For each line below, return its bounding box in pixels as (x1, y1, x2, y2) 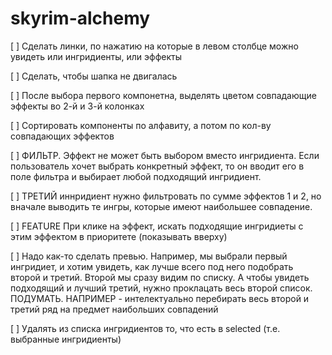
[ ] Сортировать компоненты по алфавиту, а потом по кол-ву (10, 119, 272, 131)
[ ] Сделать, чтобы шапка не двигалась (10, 70, 178, 82)
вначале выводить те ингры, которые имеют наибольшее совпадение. (10, 200, 313, 212)
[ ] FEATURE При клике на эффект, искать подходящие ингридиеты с (10, 220, 304, 232)
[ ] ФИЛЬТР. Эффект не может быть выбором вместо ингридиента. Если (10, 149, 320, 161)
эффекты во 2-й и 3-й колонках (10, 100, 145, 112)
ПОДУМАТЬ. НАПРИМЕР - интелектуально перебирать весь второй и (10, 292, 310, 304)
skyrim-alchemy (10, 7, 151, 30)
